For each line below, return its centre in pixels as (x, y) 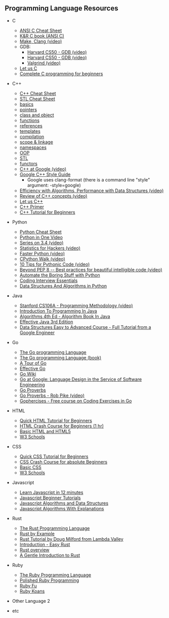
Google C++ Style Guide (45, 174)
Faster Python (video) (42, 253)
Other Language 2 (31, 601)
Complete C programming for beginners (61, 74)
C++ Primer (32, 207)
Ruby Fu (28, 585)
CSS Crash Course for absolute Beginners (63, 461)
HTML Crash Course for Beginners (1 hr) (62, 426)
